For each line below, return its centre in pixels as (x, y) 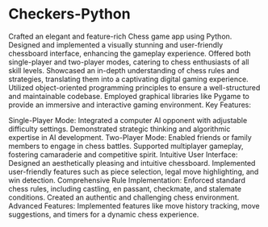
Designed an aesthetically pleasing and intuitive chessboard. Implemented (132, 163)
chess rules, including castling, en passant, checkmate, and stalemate (125, 188)
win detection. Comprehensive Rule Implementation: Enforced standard (127, 180)
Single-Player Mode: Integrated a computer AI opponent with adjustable (128, 120)
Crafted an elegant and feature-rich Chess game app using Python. (120, 36)
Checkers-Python (69, 14)
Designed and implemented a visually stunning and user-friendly (116, 44)
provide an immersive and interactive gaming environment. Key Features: (130, 105)
